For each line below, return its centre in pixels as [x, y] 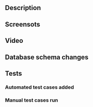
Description [23, 8]
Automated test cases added [40, 87]
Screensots [23, 24]
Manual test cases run [32, 100]
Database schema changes [47, 57]
